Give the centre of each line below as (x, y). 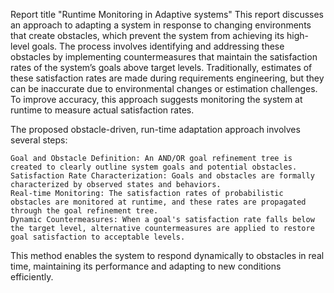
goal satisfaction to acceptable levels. (98, 237)
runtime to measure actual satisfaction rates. (102, 110)
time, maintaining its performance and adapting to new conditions (146, 266)
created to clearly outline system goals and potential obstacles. (154, 167)
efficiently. (32, 277)
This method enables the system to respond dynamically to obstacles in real (167, 255)
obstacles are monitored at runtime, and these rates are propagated (158, 202)
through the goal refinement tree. (84, 211)
